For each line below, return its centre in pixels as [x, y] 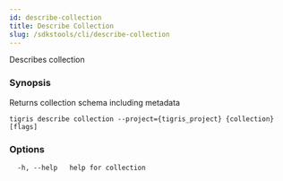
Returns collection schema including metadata [95, 102]
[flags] [24, 126]
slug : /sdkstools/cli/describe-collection [90, 34]
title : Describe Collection [62, 26]
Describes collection [47, 60]
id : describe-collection [56, 17]
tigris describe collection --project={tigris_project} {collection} [142, 119]
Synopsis [30, 83]
